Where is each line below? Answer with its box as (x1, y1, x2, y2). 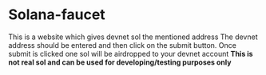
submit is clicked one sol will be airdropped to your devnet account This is (8, 49, 253, 58)
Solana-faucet (8, 6, 105, 24)
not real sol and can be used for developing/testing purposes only (8, 57, 232, 67)
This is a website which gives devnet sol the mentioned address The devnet (8, 32, 258, 41)
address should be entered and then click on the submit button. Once (8, 40, 237, 49)
